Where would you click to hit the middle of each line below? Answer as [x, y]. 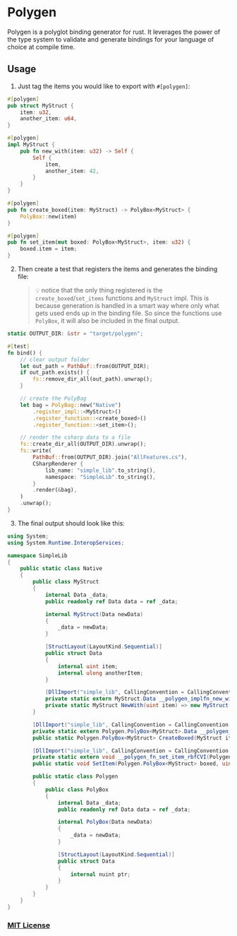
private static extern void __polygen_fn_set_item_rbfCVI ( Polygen [132, 757]
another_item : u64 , [49, 119]
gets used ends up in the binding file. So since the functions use [128, 313]
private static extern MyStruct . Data [101, 699]
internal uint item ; [88, 666]
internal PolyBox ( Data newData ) [105, 822]
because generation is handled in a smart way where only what [127, 306]
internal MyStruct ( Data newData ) [94, 614]
